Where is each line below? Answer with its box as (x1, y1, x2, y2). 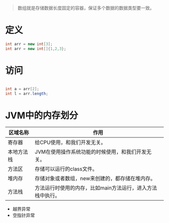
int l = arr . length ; (5, 91, 49, 96)
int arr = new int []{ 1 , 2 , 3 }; (5, 46, 66, 51)
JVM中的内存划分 (5, 110, 78, 121)
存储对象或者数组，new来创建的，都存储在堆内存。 (35, 175, 156, 182)
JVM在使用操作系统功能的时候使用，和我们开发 (35, 149, 147, 156)
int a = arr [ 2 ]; (5, 86, 39, 92)
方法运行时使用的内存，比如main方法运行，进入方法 (35, 185, 157, 192)
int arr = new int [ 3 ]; (5, 41, 53, 47)
